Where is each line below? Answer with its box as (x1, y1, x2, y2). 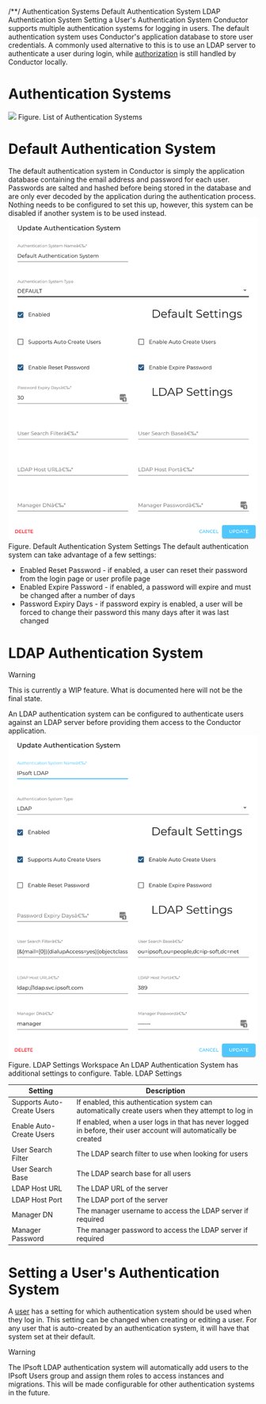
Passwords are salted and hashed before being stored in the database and (8, 182, 252, 193)
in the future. (8, 1388, 51, 1398)
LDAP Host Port (11, 1195, 63, 1204)
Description (145, 1086, 186, 1095)
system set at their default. (8, 1332, 96, 1341)
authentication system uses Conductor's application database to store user (8, 32, 253, 41)
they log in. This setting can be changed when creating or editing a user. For (8, 1315, 257, 1325)
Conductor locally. (8, 57, 68, 67)
